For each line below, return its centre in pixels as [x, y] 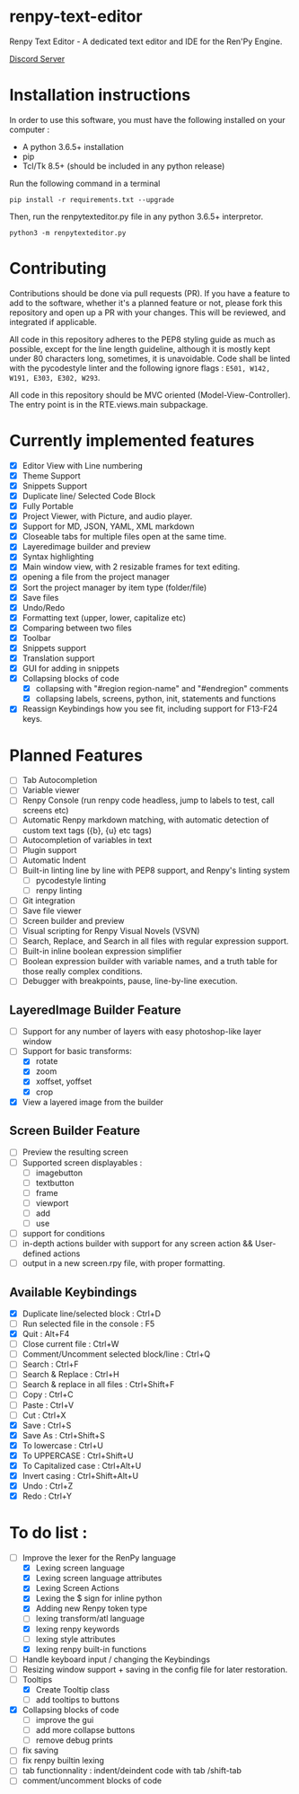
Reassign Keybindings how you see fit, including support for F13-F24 [150, 709]
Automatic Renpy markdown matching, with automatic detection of [145, 820]
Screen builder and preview [73, 921]
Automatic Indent [54, 860]
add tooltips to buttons [77, 1700]
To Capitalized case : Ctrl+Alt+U [82, 1465]
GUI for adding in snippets [70, 668]
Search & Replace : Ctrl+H [70, 1375]
